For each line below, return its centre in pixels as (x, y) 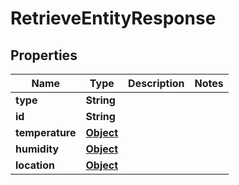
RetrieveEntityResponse (113, 18)
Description (156, 83)
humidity (37, 149)
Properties (44, 55)
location (35, 165)
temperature (46, 132)
